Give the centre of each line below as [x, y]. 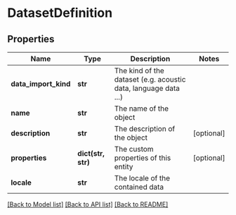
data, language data [147, 88]
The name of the [142, 109]
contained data [139, 187]
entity [124, 167]
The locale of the [142, 178]
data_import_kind [41, 84]
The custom [134, 149]
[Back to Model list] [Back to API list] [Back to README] [88, 204]
